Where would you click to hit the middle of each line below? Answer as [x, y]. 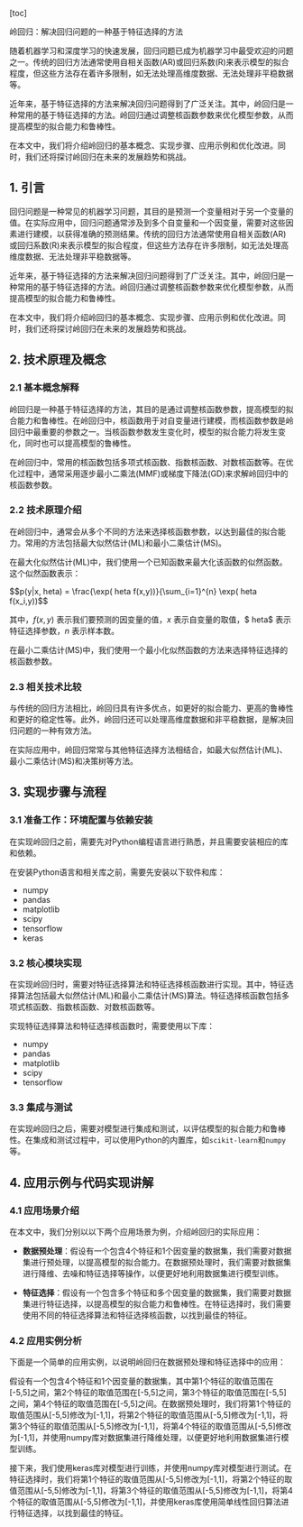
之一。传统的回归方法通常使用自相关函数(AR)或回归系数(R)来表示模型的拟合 [150, 62]
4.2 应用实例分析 [46, 1340]
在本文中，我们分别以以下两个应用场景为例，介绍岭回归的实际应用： [136, 1232]
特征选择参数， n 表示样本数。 [64, 630]
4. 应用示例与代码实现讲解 [82, 1182]
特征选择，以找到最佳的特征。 [72, 1513]
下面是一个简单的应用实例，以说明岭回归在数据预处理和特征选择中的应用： [147, 1362]
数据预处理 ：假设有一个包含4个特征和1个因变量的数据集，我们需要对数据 [157, 1251]
